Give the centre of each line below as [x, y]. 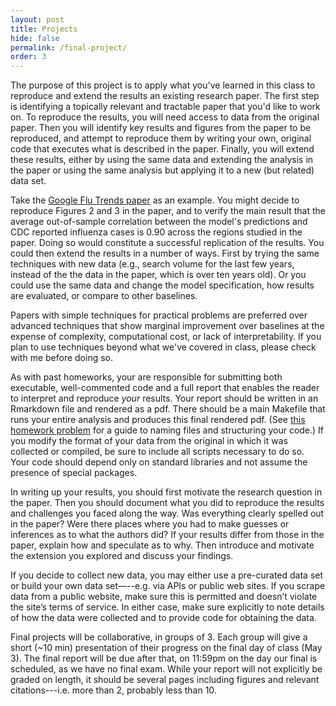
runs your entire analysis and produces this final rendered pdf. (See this [158, 420]
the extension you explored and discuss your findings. [122, 556]
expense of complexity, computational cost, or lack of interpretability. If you [166, 337]
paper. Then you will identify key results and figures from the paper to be [161, 128]
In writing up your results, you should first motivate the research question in [166, 492]
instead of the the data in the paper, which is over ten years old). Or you [158, 275]
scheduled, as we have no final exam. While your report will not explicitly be [166, 669]
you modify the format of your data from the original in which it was [149, 441]
